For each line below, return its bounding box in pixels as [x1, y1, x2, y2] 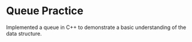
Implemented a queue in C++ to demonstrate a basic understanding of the [6, 24, 187, 31]
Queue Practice [6, 4, 84, 18]
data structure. [6, 30, 42, 37]
